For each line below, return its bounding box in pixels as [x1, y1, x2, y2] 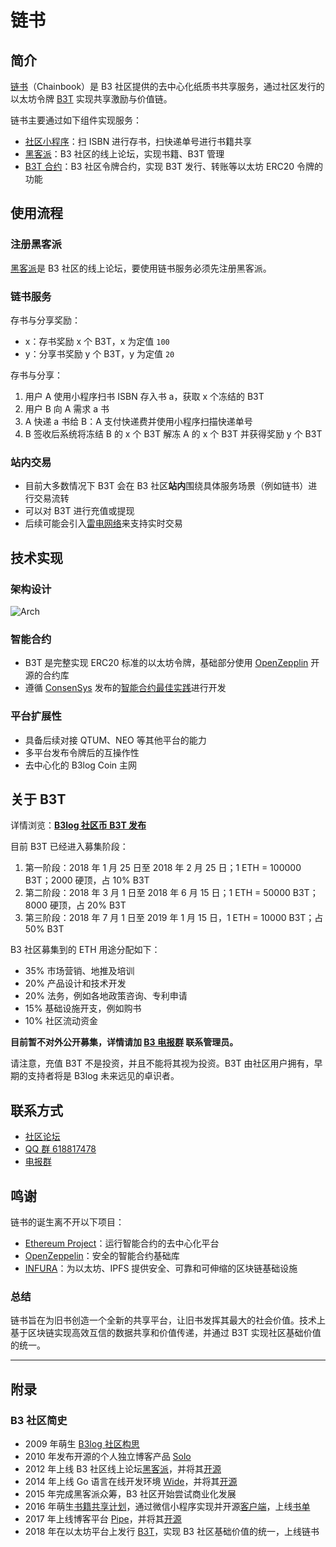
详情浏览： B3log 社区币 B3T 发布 [10, 819, 147, 831]
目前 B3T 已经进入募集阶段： [10, 841, 129, 853]
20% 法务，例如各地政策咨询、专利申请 [24, 990, 188, 1002]
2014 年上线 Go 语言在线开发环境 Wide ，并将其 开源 [24, 1475, 238, 1487]
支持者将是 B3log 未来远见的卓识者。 [27, 1070, 180, 1082]
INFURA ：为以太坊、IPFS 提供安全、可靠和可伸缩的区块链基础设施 [24, 1262, 298, 1274]
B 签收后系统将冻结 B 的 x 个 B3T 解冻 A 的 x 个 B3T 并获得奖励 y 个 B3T [24, 427, 323, 440]
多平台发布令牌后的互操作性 [24, 746, 140, 758]
